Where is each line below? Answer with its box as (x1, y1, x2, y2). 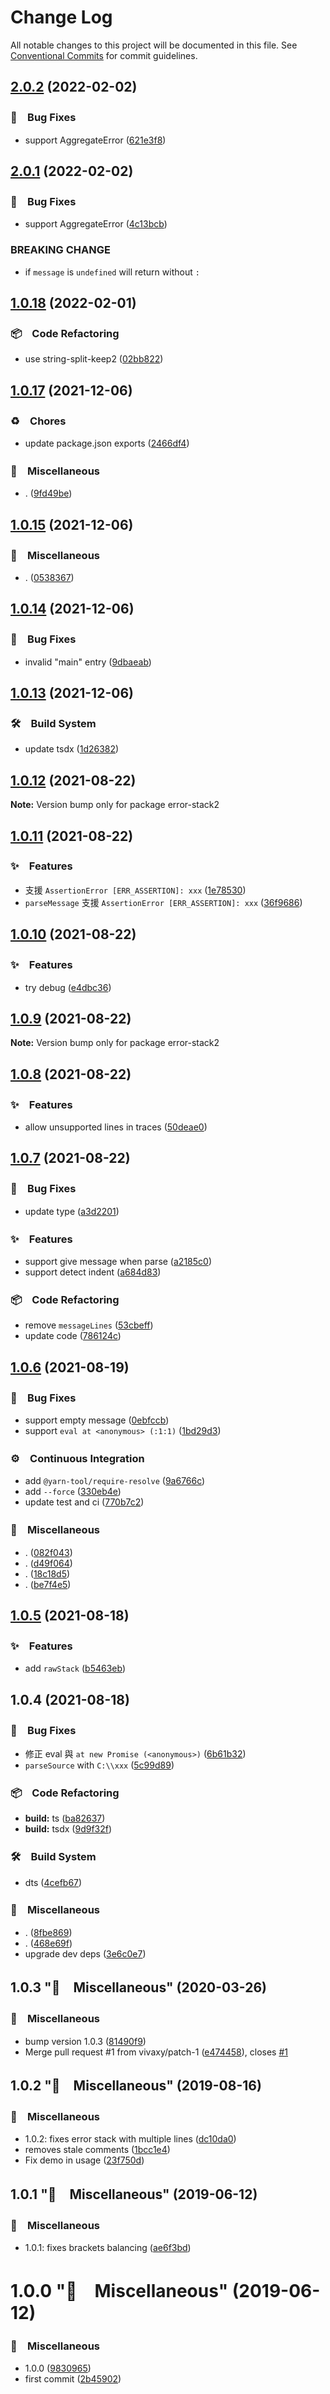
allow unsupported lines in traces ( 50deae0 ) (24, 1121, 208, 1133)
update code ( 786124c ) (24, 1330, 122, 1342)
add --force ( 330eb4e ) (24, 1486, 122, 1498)
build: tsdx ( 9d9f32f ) (24, 1823, 113, 1835)
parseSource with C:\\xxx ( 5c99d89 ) (24, 1759, 175, 1771)
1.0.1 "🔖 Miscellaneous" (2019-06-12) (10, 2186, 258, 2203)
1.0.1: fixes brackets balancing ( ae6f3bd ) (24, 2241, 192, 2253)
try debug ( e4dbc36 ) (24, 981, 112, 993)
